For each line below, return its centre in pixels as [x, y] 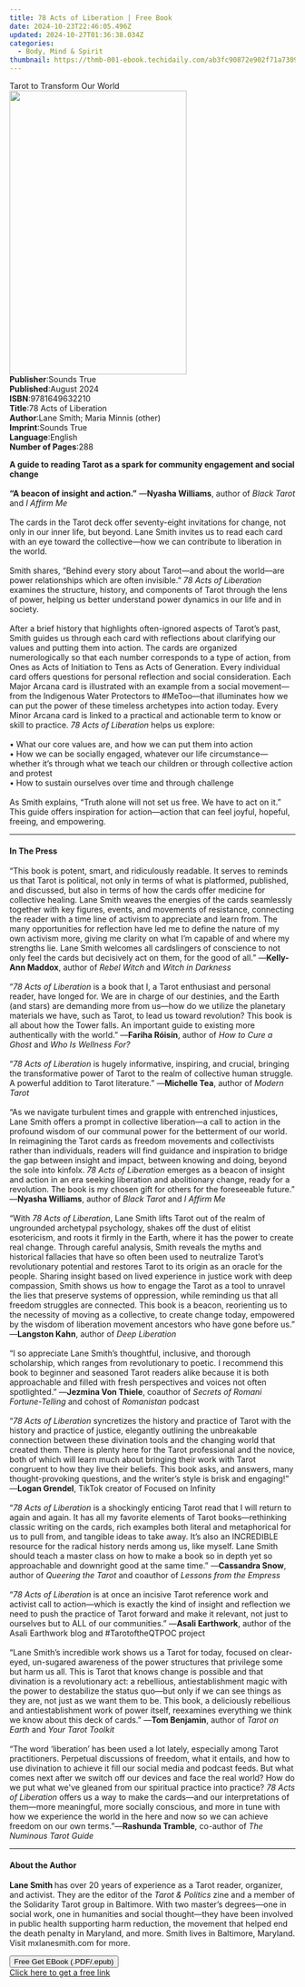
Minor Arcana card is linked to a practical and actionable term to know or [145, 715]
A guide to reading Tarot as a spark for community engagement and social [152, 465]
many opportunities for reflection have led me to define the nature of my [144, 929]
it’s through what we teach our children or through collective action [167, 763]
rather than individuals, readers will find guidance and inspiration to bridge [148, 1151]
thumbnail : [30, 60]
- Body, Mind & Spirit [60, 52]
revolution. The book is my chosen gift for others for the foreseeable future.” [152, 1190]
